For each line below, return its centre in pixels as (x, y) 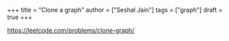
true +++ (20, 17)
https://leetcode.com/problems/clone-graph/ (71, 30)
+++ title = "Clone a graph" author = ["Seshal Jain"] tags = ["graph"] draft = (115, 10)
